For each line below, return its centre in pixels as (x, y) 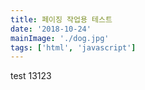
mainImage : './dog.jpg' (60, 38)
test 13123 (31, 76)
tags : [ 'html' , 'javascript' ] (73, 47)
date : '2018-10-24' (51, 29)
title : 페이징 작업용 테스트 (61, 19)
